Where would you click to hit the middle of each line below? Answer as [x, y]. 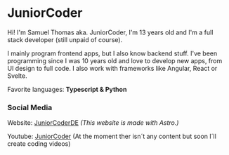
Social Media [30, 107]
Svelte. [17, 76]
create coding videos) [39, 144]
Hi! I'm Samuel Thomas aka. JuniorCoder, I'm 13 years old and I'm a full [110, 32]
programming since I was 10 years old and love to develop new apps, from [115, 60]
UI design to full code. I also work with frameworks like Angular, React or [112, 68]
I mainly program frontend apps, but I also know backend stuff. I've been [112, 53]
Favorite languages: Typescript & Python [67, 89]
